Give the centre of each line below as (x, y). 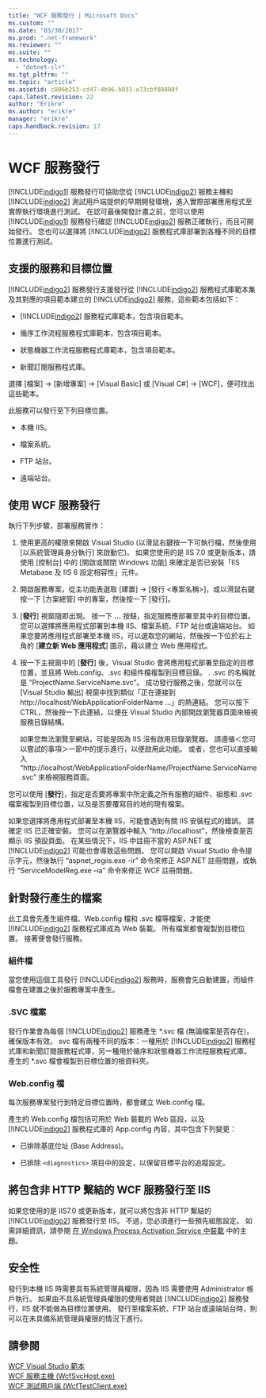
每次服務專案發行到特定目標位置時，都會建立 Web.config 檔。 (109, 1102)
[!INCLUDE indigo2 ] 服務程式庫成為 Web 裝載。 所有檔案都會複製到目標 (123, 929)
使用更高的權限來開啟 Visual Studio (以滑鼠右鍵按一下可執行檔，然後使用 (138, 543)
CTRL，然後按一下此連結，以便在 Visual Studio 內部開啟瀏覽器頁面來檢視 (139, 712)
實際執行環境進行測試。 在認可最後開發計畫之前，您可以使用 (106, 211)
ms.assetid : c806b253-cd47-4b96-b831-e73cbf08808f (93, 89)
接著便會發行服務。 (55, 938)
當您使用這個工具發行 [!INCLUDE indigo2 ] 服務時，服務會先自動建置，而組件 (131, 980)
